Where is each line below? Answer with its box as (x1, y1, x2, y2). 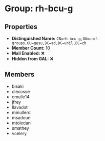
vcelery (11, 130, 27, 136)
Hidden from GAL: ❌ (11, 56, 54, 61)
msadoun (11, 114, 31, 120)
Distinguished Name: (11, 35, 56, 41)
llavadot (11, 104, 28, 110)
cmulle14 (11, 94, 30, 100)
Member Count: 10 (11, 45, 50, 51)
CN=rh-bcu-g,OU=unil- (56, 36, 101, 41)
